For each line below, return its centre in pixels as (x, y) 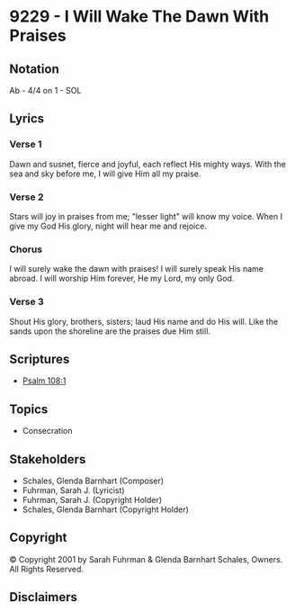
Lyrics (27, 119)
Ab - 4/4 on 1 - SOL (45, 90)
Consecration (48, 431)
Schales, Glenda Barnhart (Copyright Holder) (105, 509)
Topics (29, 409)
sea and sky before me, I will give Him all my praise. (105, 174)
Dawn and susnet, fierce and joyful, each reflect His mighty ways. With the (147, 164)
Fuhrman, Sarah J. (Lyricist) (73, 490)
